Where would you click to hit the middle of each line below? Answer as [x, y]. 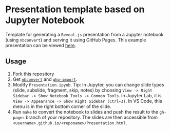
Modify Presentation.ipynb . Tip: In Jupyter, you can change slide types [88, 84]
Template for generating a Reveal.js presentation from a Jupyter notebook [84, 34]
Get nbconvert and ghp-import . [45, 79]
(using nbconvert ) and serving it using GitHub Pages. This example [76, 40]
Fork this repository [33, 74]
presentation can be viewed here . [41, 45]
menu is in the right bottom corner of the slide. [62, 106]
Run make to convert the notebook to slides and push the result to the [85, 112]
